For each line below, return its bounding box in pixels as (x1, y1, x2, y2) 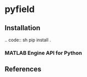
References (4, 65, 41, 73)
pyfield (4, 4, 35, 15)
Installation (4, 24, 40, 32)
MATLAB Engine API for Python (4, 49, 82, 56)
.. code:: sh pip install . (4, 37, 51, 43)
